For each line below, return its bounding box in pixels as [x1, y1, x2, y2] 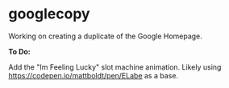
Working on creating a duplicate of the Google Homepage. [8, 31, 203, 41]
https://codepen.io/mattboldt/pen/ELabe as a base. [8, 70, 179, 80]
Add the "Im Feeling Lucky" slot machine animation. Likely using [8, 62, 222, 72]
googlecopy [8, 5, 90, 23]
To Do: [8, 46, 31, 56]
